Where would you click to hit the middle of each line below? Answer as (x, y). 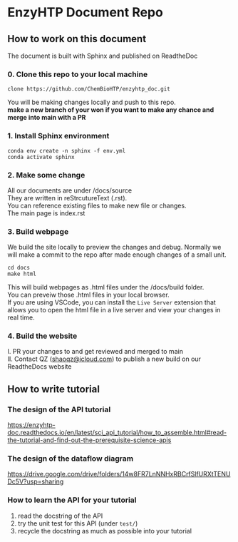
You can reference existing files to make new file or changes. (97, 205)
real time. (21, 317)
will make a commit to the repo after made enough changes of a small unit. (117, 255)
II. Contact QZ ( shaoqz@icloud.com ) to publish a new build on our (104, 359)
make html (22, 274)
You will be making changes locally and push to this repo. (92, 102)
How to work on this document (77, 39)
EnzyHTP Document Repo (86, 12)
